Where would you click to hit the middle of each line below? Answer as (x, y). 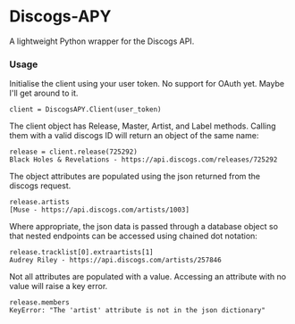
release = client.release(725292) (74, 152)
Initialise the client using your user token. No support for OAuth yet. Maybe (147, 84)
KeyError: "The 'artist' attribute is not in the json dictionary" (138, 311)
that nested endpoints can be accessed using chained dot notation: (133, 236)
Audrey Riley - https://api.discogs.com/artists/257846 (115, 261)
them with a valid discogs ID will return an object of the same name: (134, 136)
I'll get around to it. (44, 93)
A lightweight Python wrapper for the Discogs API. (102, 41)
